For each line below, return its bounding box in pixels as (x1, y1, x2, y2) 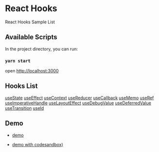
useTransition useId (5, 105, 44, 111)
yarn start (5, 58, 31, 64)
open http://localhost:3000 (5, 68, 59, 74)
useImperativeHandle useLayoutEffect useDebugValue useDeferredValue (5, 100, 151, 106)
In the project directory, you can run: (5, 46, 78, 51)
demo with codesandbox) (12, 141, 64, 147)
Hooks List (5, 82, 38, 90)
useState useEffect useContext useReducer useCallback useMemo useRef (5, 95, 154, 101)
